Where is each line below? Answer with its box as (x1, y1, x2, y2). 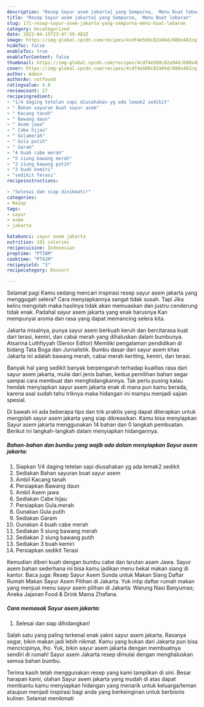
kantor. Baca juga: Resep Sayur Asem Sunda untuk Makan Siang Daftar (7, 571, 184, 579)
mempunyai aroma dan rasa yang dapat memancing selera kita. (7, 315, 165, 322)
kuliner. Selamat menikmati (7, 695, 74, 702)
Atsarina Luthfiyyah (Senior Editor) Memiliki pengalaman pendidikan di (7, 340, 182, 347)
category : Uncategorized (7, 25, 70, 32)
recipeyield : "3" (7, 262, 51, 268)
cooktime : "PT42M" (7, 256, 53, 262)
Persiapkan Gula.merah (15, 502, 74, 509)
